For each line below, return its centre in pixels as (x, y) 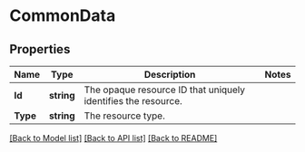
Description (170, 75)
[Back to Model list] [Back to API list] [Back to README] (113, 138)
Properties (40, 49)
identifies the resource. (133, 101)
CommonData (63, 16)
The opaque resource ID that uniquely (165, 90)
